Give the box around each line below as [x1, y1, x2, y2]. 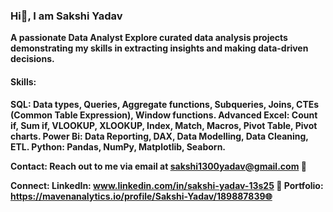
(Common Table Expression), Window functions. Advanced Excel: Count [10, 109, 318, 121]
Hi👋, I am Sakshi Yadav [10, 9, 123, 23]
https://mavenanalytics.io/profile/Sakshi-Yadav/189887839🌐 [10, 190, 273, 202]
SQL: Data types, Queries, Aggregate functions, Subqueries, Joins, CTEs [10, 98, 320, 110]
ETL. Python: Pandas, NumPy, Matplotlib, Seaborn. [10, 140, 227, 153]
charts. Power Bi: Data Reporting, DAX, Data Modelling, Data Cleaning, [10, 130, 309, 142]
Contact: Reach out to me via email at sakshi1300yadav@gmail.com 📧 [10, 160, 307, 172]
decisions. [10, 53, 55, 65]
